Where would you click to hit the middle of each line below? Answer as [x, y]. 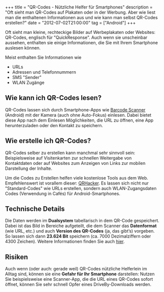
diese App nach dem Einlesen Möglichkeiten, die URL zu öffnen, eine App [79, 120]
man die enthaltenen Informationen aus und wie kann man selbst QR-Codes [82, 17]
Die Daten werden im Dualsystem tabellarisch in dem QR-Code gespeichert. [82, 221]
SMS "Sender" [27, 77]
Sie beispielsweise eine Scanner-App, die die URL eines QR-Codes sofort [79, 279]
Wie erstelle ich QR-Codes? [48, 141]
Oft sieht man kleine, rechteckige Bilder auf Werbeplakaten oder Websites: [80, 32]
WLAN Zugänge [28, 82]
